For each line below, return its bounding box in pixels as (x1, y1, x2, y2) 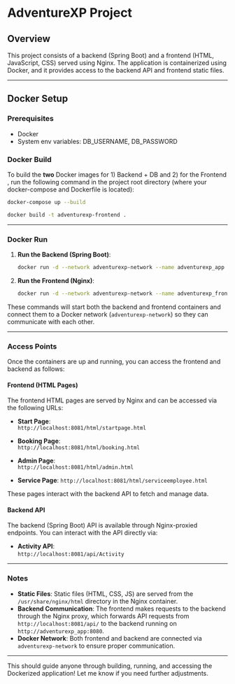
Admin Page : (17, 456, 56, 465)
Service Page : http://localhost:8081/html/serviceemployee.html (17, 476, 208, 485)
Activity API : (17, 542, 55, 551)
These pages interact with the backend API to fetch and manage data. (7, 490, 209, 498)
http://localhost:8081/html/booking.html (17, 444, 140, 451)
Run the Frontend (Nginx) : (17, 276, 94, 284)
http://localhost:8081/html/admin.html (17, 464, 134, 471)
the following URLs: (7, 404, 64, 412)
